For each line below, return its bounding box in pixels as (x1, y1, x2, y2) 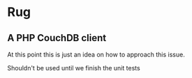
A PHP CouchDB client (7, 32, 107, 44)
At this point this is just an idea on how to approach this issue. (7, 50, 185, 58)
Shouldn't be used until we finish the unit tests (7, 64, 141, 72)
